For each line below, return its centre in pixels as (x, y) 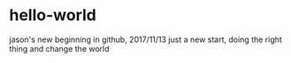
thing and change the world (59, 48)
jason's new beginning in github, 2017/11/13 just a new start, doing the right (146, 39)
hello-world (53, 15)
